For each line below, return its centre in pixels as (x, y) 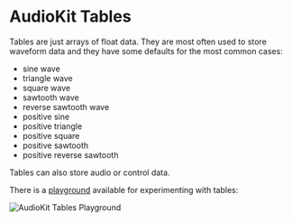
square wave (46, 88)
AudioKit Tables (71, 17)
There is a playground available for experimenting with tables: (124, 190)
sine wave (41, 69)
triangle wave (48, 78)
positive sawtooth (55, 145)
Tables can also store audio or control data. (90, 172)
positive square (51, 135)
